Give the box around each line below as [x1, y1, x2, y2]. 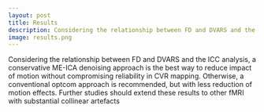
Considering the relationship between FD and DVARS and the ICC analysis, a [8, 55, 256, 64]
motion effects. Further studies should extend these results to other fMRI [8, 88, 244, 98]
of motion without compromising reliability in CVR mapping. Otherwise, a [8, 71, 244, 81]
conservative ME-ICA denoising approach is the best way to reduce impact [8, 63, 252, 73]
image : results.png [8, 33, 73, 42]
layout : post [8, 11, 51, 20]
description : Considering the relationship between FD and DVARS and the [8, 26, 256, 34]
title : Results [8, 19, 58, 27]
